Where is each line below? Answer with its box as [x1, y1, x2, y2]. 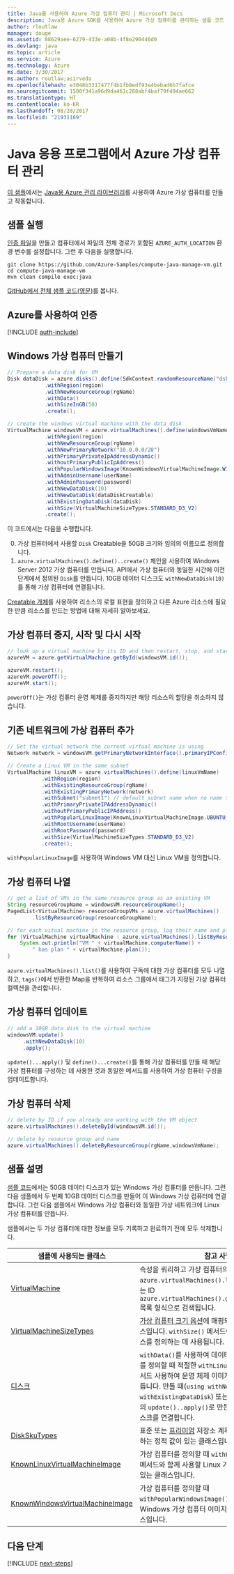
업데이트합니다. [7, 1075, 49, 1084]
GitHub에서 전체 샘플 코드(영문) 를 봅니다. [7, 286, 119, 295]
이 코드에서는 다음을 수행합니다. [7, 524, 93, 533]
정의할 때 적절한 [148, 1360, 197, 1370]
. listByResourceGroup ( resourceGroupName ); [32, 914, 157, 921]
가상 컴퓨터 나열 [7, 876, 71, 887]
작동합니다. [14, 197, 45, 205]
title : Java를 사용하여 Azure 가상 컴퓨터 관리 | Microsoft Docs [7, 10, 183, 17]
